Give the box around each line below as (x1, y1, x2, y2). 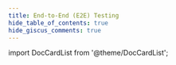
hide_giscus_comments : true (8, 26, 102, 34)
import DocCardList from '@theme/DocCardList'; (8, 48, 169, 58)
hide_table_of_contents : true (8, 19, 109, 27)
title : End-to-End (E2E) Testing (8, 11, 119, 20)
